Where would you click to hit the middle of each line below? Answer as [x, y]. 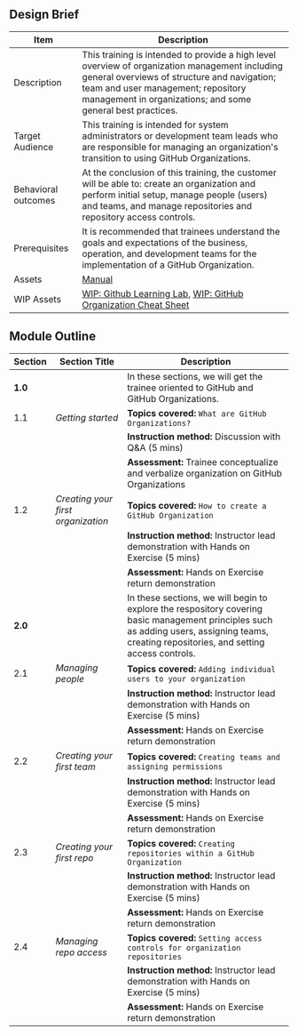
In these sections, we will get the [195, 376]
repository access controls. [139, 217]
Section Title [87, 361]
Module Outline [52, 337]
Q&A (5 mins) [155, 447]
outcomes [35, 200]
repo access [82, 952]
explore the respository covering [195, 608]
